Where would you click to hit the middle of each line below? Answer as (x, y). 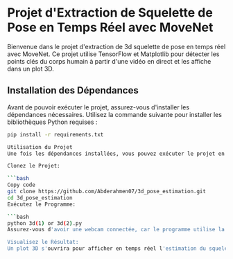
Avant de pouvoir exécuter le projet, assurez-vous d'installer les (98, 107)
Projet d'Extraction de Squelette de (110, 13)
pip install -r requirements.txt (55, 134)
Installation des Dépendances (73, 90)
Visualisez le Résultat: (43, 242)
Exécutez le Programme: (42, 204)
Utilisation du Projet (40, 147)
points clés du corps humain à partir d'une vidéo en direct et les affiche (109, 61)
